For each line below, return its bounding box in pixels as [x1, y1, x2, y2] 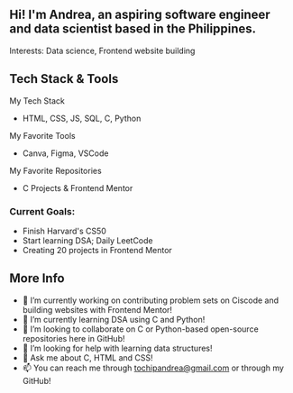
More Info [9, 270, 65, 287]
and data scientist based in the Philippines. [9, 22, 257, 37]
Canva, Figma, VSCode [22, 148, 109, 159]
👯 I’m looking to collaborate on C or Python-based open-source [22, 324, 259, 334]
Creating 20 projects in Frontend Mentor [22, 244, 173, 255]
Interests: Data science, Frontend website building [9, 45, 196, 56]
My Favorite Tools [9, 130, 76, 141]
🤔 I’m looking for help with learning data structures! [22, 343, 214, 353]
